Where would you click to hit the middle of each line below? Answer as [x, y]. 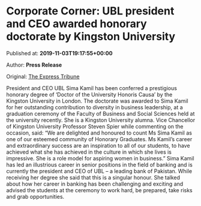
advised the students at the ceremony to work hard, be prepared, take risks [100, 190]
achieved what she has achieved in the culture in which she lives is [89, 152]
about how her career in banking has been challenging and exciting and [95, 184]
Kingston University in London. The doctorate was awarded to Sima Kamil [97, 101]
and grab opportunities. [35, 196]
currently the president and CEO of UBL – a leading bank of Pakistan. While [99, 171]
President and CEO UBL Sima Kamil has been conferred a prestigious [91, 88]
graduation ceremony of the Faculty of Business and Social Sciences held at [100, 114]
